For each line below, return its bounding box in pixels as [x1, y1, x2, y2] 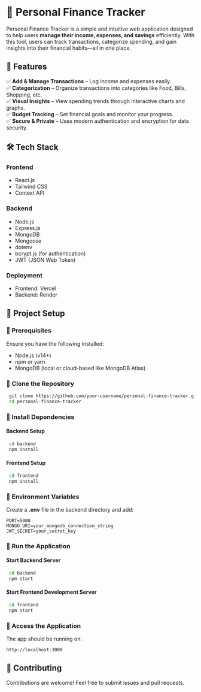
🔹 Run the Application [6, 542, 71, 550]
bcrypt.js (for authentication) [14, 250, 86, 257]
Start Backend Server [6, 557, 61, 564]
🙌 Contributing [6, 663, 62, 673]
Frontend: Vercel [14, 285, 56, 292]
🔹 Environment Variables [6, 492, 80, 501]
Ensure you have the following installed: [6, 340, 105, 347]
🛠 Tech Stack [6, 142, 59, 152]
